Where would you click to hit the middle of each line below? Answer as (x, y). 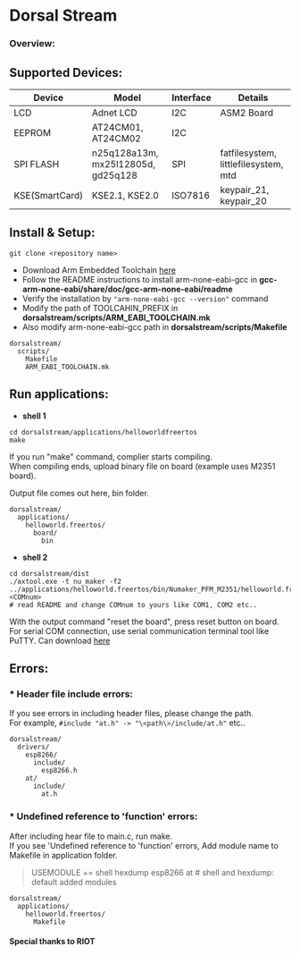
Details (253, 97)
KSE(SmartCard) (48, 195)
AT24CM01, (117, 127)
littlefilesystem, (252, 164)
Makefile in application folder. (63, 855)
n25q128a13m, (125, 153)
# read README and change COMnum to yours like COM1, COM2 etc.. (133, 604)
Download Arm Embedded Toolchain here (99, 270)
